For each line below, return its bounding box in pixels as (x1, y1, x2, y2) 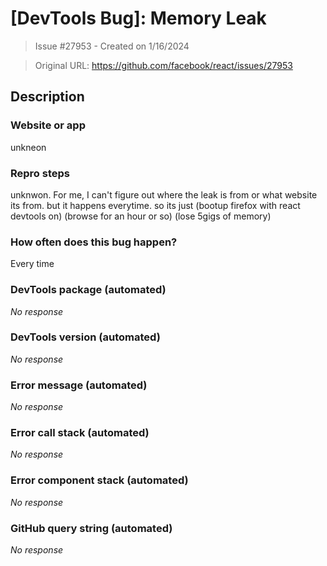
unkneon (10, 141, 47, 153)
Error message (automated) (10, 378, 148, 392)
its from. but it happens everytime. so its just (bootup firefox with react (10, 199, 301, 211)
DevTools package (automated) (10, 283, 167, 297)
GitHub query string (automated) (10, 521, 173, 535)
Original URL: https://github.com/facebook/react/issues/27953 (34, 59, 293, 71)
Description (10, 88, 85, 106)
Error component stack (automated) (10, 473, 189, 487)
